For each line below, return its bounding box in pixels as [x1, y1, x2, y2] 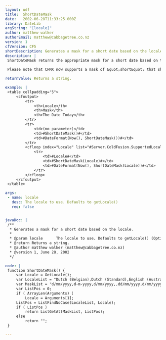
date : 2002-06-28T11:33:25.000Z [5, 16, 77, 21]
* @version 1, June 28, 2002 [9, 249, 70, 255]
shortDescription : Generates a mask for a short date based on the [5, 49, 147, 53]
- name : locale [7, 195, 39, 200]
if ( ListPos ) [16, 305, 48, 310]
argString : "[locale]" [5, 26, 52, 31]
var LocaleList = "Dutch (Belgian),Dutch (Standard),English [16, 277, 145, 282]
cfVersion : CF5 [5, 44, 37, 49]
